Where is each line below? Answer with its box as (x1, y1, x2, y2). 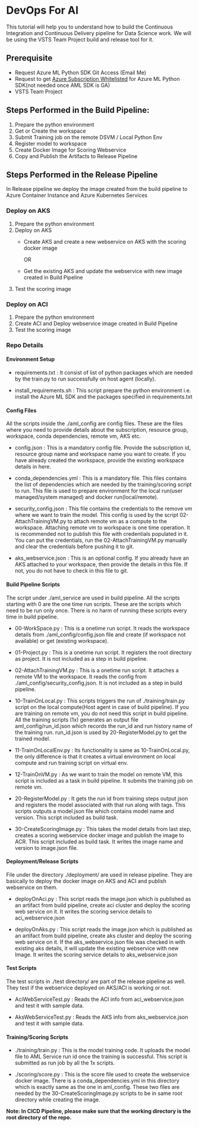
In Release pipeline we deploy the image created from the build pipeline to (6, 186, 188, 193)
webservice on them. (6, 884, 58, 891)
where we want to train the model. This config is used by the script (14, 511, 179, 519)
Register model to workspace (14, 140, 87, 147)
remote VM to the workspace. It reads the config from (14, 673, 147, 680)
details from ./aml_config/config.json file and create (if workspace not (14, 631, 186, 638)
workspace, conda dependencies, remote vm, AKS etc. (6, 432, 141, 440)
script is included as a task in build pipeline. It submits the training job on (14, 777, 193, 784)
